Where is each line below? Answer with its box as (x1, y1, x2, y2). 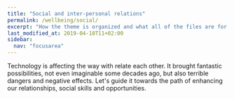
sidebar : (7, 36, 33, 43)
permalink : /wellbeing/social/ (7, 17, 99, 24)
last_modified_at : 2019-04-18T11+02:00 (7, 29, 124, 37)
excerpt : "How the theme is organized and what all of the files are (7, 23, 215, 30)
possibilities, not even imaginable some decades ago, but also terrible (7, 69, 209, 77)
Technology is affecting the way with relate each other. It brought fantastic (7, 62, 222, 70)
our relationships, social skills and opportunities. (7, 84, 147, 92)
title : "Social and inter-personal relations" (7, 10, 146, 17)
